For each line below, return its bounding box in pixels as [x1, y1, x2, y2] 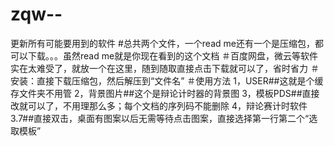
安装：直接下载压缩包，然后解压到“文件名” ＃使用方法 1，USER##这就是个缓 [10, 74, 324, 87]
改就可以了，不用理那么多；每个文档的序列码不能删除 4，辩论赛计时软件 [10, 99, 308, 112]
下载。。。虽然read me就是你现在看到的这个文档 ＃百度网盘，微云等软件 [27, 49, 319, 62]
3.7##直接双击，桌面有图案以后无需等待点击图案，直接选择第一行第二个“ [10, 112, 310, 124]
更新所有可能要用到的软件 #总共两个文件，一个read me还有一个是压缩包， [10, 37, 315, 49]
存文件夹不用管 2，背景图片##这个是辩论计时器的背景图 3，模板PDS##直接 [10, 87, 320, 99]
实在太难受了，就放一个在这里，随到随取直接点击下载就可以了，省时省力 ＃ [10, 62, 320, 74]
